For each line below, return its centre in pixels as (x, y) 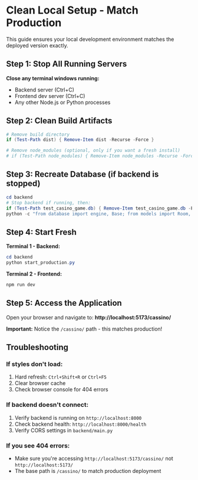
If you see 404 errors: (38, 445)
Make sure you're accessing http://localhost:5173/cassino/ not (94, 458)
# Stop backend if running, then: (49, 203)
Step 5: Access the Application (64, 303)
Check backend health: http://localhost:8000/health (80, 424)
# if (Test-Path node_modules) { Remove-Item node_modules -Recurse (92, 156)
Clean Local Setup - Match (72, 10)
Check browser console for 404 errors (61, 390)
